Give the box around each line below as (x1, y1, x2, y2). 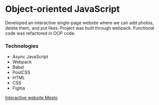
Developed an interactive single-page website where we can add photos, (5, 20, 154, 26)
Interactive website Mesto (5, 95, 58, 101)
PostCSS (12, 70, 31, 75)
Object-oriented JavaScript (5, 3, 120, 15)
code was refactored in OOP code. (5, 30, 76, 36)
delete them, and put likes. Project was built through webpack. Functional (5, 25, 155, 31)
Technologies (5, 42, 39, 49)
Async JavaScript (12, 54, 48, 60)
